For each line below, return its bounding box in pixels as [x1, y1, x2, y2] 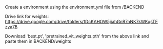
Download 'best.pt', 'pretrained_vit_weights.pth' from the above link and [5, 33, 149, 39]
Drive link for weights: [5, 14, 49, 19]
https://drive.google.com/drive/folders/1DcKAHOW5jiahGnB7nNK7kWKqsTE [5, 19, 158, 24]
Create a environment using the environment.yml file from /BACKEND [5, 4, 144, 10]
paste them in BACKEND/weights [5, 38, 72, 44]
